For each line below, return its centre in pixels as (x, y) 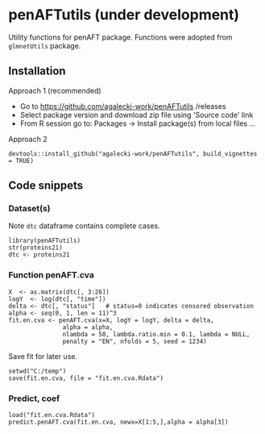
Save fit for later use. (43, 356)
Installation (37, 71)
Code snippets (46, 186)
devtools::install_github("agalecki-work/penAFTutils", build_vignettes (133, 154)
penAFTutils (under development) (124, 15)
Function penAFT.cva (51, 275)
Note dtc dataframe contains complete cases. (84, 226)
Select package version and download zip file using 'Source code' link (137, 115)
